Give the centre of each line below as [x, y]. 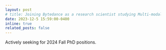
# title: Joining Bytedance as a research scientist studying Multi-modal [84, 14]
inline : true [19, 24]
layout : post [19, 10]
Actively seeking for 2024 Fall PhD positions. [51, 42]
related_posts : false [27, 28]
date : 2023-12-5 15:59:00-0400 [37, 19]
